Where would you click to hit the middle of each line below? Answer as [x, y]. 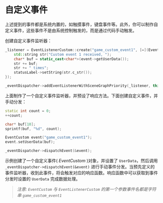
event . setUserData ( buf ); [30, 142]
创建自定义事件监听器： [28, 41]
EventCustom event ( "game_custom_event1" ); [49, 137]
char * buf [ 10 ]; [20, 124]
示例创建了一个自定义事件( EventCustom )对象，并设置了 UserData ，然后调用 [81, 161]
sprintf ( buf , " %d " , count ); [33, 129]
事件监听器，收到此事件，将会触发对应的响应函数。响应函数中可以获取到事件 [81, 173]
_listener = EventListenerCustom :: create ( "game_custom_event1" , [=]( [77, 50]
